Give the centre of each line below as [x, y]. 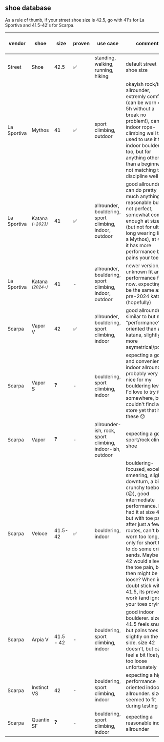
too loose [136, 661]
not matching [141, 170]
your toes [137, 604]
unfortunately [141, 667]
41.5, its [135, 591]
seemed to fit [141, 699]
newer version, [143, 265]
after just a [138, 524]
